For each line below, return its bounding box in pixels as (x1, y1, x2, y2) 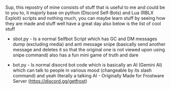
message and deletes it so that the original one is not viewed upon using (12, 47, 165, 52)
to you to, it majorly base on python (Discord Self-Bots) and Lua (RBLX (5, 10, 154, 16)
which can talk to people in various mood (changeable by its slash (12, 67, 152, 73)
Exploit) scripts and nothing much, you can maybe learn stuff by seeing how (5, 15, 166, 21)
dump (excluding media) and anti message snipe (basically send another (12, 41, 166, 47)
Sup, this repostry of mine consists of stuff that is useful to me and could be (5, 5, 165, 10)
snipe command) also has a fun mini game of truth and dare (12, 52, 139, 58)
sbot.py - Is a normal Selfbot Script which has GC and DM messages (12, 36, 157, 42)
